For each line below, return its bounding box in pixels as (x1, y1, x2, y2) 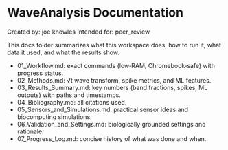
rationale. (16, 127, 45, 136)
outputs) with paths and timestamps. (16, 91, 122, 99)
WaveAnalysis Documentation (7, 5, 184, 21)
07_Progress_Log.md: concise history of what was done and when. (16, 134, 207, 142)
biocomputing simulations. (16, 112, 93, 121)
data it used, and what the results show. (7, 48, 120, 56)
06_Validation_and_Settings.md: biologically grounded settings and (16, 120, 206, 128)
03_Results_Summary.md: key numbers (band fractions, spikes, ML (16, 83, 208, 92)
